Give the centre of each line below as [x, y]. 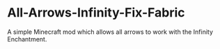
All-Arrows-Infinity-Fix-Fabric [96, 13]
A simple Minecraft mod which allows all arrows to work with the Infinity [110, 32]
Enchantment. [27, 39]
